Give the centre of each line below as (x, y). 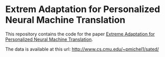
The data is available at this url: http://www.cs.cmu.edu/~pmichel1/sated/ (82, 49)
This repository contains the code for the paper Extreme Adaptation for (80, 34)
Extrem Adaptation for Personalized (83, 9)
